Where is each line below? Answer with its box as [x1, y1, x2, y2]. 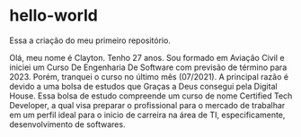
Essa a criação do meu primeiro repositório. [9, 35, 171, 46]
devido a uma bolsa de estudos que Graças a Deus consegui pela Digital [9, 81, 278, 91]
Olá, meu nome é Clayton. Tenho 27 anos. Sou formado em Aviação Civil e [9, 52, 285, 63]
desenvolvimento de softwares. [9, 118, 126, 130]
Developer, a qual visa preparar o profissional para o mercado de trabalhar [9, 99, 286, 110]
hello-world [9, 5, 99, 26]
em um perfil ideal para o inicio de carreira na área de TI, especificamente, [9, 109, 286, 120]
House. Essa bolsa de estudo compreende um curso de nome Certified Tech [9, 90, 293, 101]
